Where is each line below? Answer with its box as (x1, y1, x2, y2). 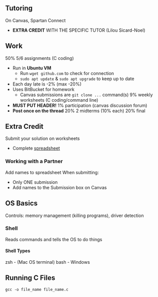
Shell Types (5, 248, 31, 254)
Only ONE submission (12, 179, 58, 185)
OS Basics (5, 199, 38, 208)
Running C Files (5, 274, 55, 282)
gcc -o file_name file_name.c (5, 287, 69, 292)
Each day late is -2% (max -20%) (12, 81, 82, 87)
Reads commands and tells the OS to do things (5, 236, 102, 242)
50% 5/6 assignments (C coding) (5, 55, 74, 61)
